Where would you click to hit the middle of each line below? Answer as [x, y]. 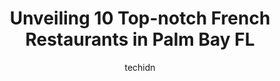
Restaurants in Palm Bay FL [140, 39]
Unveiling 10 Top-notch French [140, 18]
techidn [140, 67]
